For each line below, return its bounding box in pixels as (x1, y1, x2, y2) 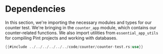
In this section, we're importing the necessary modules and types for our (5, 19, 152, 25)
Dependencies (5, 3, 66, 15)
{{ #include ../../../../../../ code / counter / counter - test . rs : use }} (5, 44, 143, 49)
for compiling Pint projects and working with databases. (5, 35, 117, 41)
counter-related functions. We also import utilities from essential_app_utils (5, 30, 159, 36)
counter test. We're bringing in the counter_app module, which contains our (5, 24, 157, 30)
